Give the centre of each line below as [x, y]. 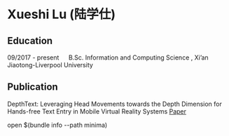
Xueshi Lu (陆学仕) [62, 14]
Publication [33, 87]
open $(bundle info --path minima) [57, 125]
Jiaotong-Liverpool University [50, 65]
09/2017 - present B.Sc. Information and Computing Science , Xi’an [108, 57]
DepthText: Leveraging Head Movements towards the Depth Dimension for [114, 104]
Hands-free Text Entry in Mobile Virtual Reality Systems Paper [97, 111]
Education [30, 40]
